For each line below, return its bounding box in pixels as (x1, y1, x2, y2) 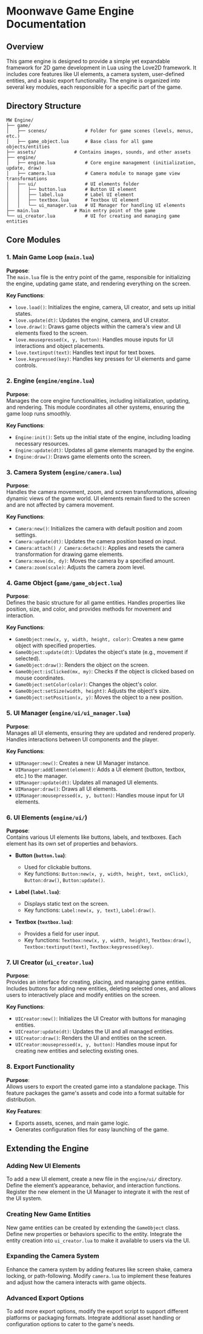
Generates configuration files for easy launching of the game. (15, 1125, 169, 1133)
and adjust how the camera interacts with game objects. (6, 1279, 147, 1286)
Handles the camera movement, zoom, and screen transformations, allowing (6, 488, 197, 496)
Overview (6, 41, 44, 52)
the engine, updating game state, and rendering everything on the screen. (6, 280, 191, 287)
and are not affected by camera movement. (6, 501, 115, 509)
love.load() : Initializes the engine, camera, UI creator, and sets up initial (15, 303, 196, 311)
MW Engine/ (6, 117, 34, 123)
